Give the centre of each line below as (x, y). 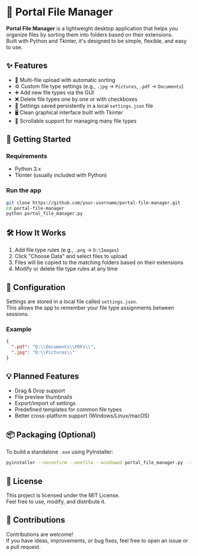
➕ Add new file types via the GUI (54, 92)
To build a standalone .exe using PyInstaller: (60, 452)
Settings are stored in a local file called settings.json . (72, 301)
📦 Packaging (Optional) (51, 435)
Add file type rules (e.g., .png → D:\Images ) (67, 250)
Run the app (24, 190)
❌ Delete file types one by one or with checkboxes (76, 99)
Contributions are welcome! (40, 534)
